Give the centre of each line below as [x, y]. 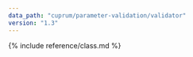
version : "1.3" [33, 23]
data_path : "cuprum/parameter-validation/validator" [97, 15]
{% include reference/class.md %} [65, 45]
